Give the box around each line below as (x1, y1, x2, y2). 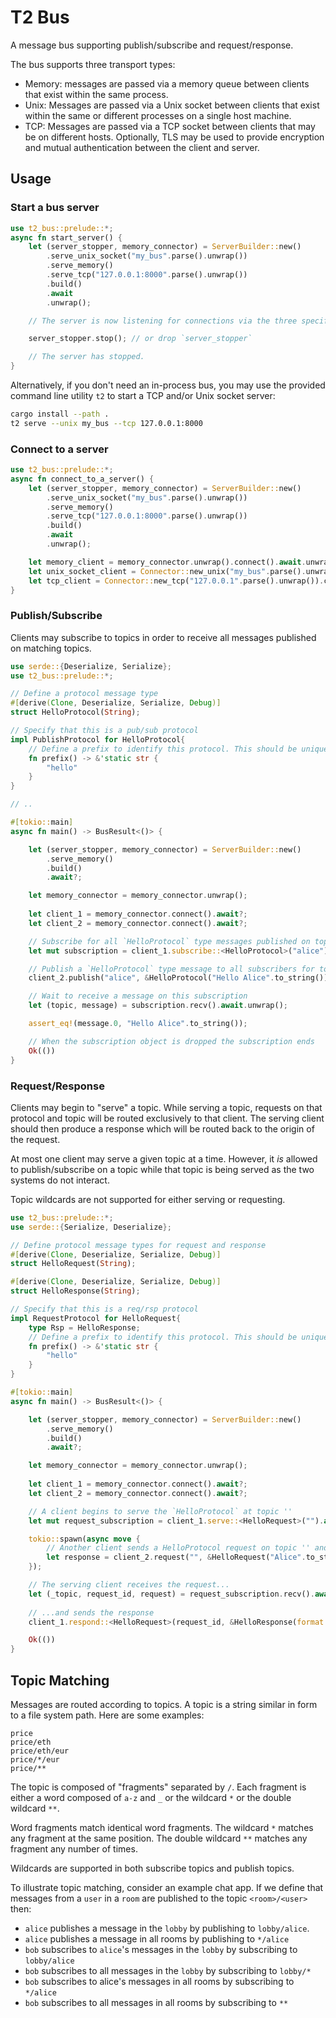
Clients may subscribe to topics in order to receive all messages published (10, 631, 317, 643)
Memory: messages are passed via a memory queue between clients (24, 77, 310, 90)
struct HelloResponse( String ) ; (10, 1286, 141, 1296)
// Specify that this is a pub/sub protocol (10, 726, 199, 736)
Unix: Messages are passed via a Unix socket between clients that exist (24, 99, 320, 111)
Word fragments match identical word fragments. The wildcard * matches (10, 1821, 314, 1833)
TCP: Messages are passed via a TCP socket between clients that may (24, 120, 316, 132)
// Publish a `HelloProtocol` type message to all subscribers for (28, 964, 315, 974)
